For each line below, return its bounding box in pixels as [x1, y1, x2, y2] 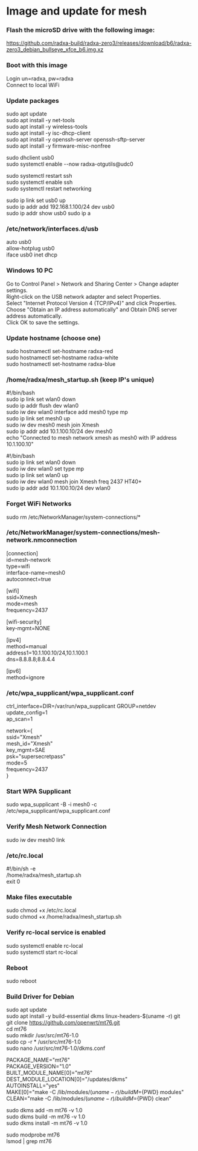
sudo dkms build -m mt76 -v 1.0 [6, 1113, 86, 1120]
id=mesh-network [6, 556, 51, 563]
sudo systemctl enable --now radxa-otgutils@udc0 [6, 160, 134, 168]
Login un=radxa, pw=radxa [6, 74, 74, 82]
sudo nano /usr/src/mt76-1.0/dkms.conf [6, 1045, 106, 1052]
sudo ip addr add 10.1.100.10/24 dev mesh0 [6, 428, 113, 435]
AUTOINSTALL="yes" [6, 1082, 60, 1089]
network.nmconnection [6, 536, 77, 544]
